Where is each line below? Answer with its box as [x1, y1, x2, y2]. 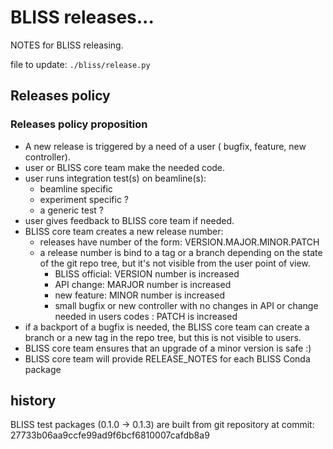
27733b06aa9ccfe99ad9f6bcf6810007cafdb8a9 [10, 429, 210, 441]
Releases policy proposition [10, 117, 148, 131]
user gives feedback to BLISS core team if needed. [24, 214, 235, 226]
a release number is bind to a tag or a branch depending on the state [39, 246, 323, 258]
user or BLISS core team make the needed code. [24, 161, 226, 173]
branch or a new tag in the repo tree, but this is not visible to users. [24, 331, 302, 343]
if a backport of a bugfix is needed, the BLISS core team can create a [24, 321, 310, 333]
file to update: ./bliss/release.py [10, 58, 151, 70]
